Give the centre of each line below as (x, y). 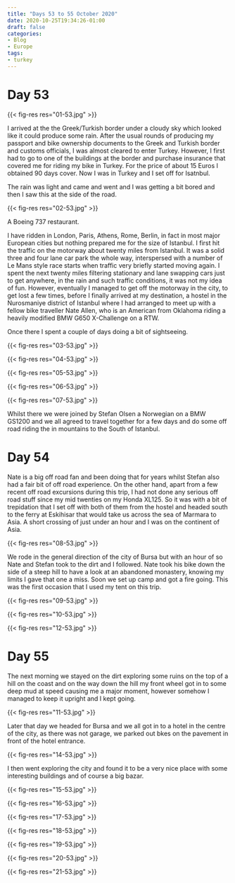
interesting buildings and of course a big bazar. (76, 776)
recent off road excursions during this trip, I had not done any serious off (113, 492)
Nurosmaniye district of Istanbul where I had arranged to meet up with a (112, 303)
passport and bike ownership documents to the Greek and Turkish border (114, 143)
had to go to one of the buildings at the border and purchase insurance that (116, 158)
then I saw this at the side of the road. (62, 194)
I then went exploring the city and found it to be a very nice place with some (118, 768)
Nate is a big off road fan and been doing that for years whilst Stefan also (114, 477)
